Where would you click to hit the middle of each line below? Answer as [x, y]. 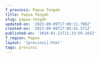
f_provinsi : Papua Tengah [32, 10]
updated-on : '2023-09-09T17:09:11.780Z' [49, 24]
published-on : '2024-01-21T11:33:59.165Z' [51, 33]
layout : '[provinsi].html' [34, 43]
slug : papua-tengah [26, 19]
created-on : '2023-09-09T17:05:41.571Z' [49, 29]
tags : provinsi [21, 47]
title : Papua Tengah [27, 15]
